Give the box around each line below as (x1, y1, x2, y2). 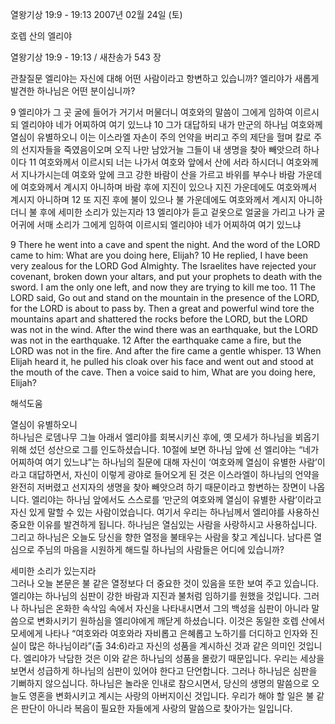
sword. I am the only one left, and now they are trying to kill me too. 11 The (10, 281, 316, 293)
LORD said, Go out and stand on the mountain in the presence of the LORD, (10, 292, 320, 303)
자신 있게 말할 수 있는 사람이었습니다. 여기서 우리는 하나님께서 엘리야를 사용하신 (10, 506, 320, 518)
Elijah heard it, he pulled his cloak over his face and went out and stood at (10, 356, 314, 367)
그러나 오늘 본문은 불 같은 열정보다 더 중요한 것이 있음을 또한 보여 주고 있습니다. (10, 578, 320, 589)
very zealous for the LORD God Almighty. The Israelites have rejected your (10, 260, 317, 272)
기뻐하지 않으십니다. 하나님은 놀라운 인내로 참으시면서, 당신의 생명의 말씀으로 (10, 678, 310, 689)
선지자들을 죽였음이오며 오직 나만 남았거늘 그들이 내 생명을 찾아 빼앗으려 (20, 144, 302, 155)
